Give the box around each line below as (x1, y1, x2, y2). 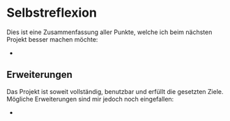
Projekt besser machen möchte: (6, 35, 98, 43)
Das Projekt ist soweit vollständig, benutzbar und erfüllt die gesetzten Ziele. (6, 87, 224, 95)
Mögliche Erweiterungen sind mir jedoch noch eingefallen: (6, 95, 174, 103)
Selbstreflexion (6, 5, 97, 21)
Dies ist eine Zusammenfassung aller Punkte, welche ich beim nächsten (6, 28, 213, 36)
